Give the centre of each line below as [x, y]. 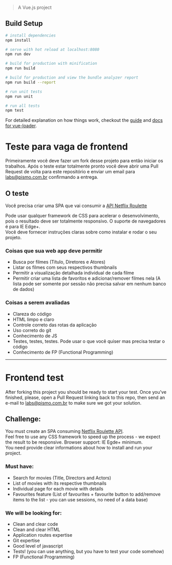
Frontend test [35, 378]
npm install [18, 40]
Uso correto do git [32, 330]
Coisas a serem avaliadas [38, 303]
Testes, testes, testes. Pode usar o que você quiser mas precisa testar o [89, 341]
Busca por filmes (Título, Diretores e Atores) [59, 262]
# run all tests [23, 106]
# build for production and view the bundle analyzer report [72, 78]
